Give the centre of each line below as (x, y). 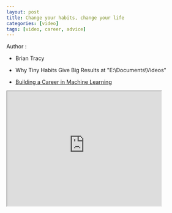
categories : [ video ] (33, 23)
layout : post (23, 12)
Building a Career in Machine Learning (63, 82)
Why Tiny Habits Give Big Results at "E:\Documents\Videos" (91, 70)
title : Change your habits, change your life (65, 18)
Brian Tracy (30, 58)
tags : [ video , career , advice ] (46, 29)
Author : (17, 47)
